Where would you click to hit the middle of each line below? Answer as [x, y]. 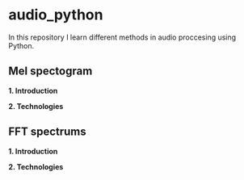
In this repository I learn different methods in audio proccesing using [122, 37]
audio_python [56, 15]
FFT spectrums [47, 132]
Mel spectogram [50, 71]
